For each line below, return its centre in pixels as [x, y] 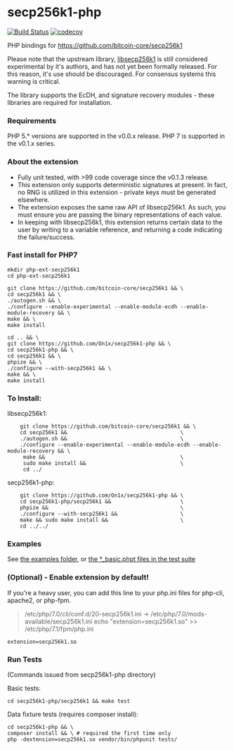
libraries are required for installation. [60, 102]
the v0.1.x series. [32, 144]
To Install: [25, 398]
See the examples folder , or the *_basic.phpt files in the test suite [101, 559]
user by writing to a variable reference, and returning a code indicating [120, 229]
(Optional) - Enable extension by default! [78, 578]
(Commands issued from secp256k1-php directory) [82, 675]
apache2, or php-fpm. [39, 600]
